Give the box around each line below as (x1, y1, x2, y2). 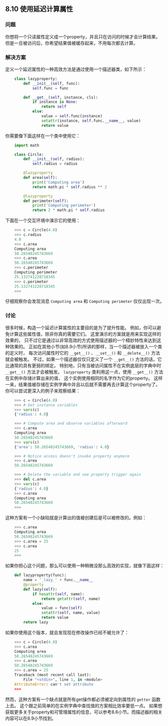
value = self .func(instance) (41, 114, 102, 119)
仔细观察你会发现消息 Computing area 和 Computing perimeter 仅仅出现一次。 (5, 298, 165, 304)
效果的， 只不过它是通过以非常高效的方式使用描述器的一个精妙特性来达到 (5, 337, 157, 343)
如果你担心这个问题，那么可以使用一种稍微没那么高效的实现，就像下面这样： (5, 562, 164, 569)
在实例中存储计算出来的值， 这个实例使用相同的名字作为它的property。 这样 (5, 375, 163, 381)
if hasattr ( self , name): (32, 591, 85, 597)
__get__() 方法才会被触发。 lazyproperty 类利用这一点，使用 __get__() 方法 (5, 369, 163, 375)
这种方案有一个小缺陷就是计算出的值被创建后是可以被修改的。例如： (5, 514, 147, 521)
